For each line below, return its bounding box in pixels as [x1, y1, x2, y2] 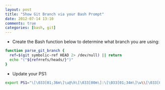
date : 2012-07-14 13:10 [5, 16, 54, 21]
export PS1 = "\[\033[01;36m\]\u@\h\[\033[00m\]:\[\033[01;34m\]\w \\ [5, 80, 146, 85]
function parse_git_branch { [5, 48, 65, 53]
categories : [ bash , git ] [5, 25, 56, 30]
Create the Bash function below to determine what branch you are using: [12, 39, 160, 45]
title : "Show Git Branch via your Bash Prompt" [5, 12, 105, 17]
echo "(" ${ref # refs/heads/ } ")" [9, 57, 74, 62]
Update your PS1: [12, 70, 48, 76]
